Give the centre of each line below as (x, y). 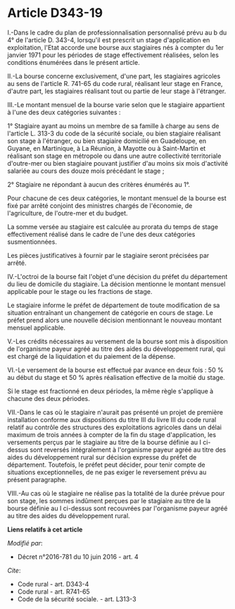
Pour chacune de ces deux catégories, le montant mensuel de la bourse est (117, 198)
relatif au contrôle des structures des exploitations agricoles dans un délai (114, 427)
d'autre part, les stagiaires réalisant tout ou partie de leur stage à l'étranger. (117, 91)
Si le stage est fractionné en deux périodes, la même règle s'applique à (110, 391)
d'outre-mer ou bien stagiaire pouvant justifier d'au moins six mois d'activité (118, 163)
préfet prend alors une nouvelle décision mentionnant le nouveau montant (114, 320)
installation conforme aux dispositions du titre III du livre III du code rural (112, 419)
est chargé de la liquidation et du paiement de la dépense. (91, 356)
